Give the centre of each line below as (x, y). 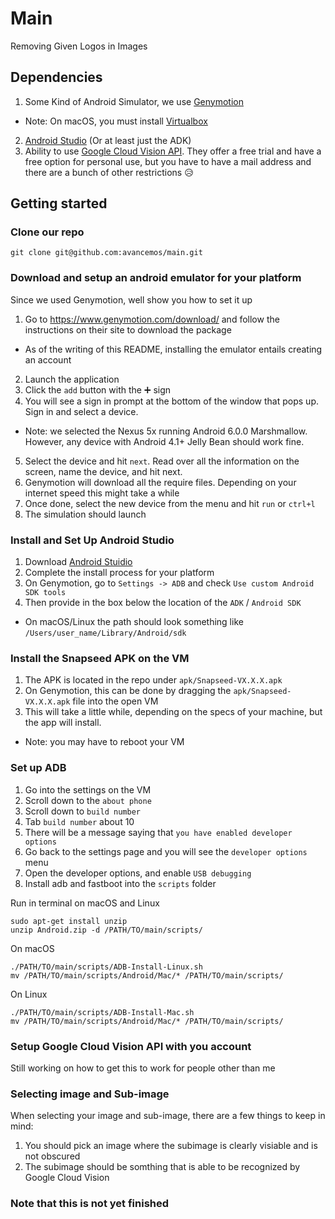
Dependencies (56, 77)
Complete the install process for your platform (119, 573)
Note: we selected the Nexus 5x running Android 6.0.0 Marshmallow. (166, 431)
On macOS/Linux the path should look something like (134, 622)
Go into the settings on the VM (88, 789)
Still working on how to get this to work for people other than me (143, 1068)
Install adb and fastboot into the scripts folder (120, 883)
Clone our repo (47, 232)
